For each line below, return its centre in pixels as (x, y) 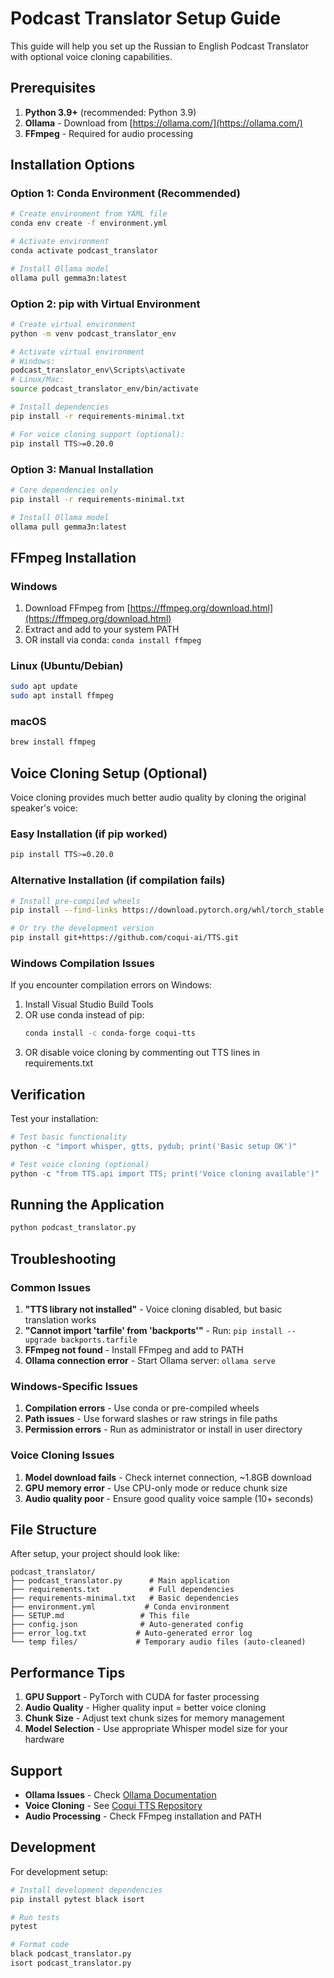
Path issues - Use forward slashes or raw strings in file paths (151, 1419)
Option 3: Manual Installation (82, 469)
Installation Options (73, 165)
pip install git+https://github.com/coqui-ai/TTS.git (125, 938)
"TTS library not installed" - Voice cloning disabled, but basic (153, 1309)
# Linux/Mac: (37, 380)
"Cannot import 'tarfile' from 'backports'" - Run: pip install (153, 1330)
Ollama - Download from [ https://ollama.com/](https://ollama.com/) (163, 123)
